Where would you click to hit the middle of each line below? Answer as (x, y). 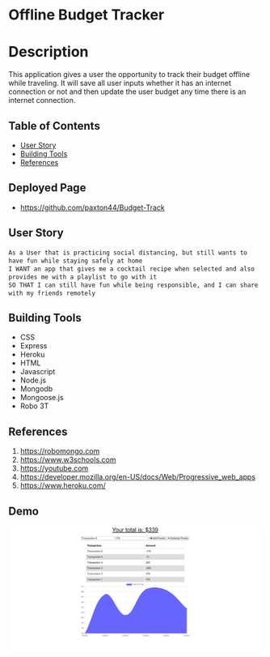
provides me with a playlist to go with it (83, 277)
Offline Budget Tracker (86, 15)
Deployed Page (47, 188)
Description (49, 52)
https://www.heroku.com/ (63, 486)
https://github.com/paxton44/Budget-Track (92, 207)
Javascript (38, 372)
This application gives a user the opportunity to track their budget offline (129, 75)
